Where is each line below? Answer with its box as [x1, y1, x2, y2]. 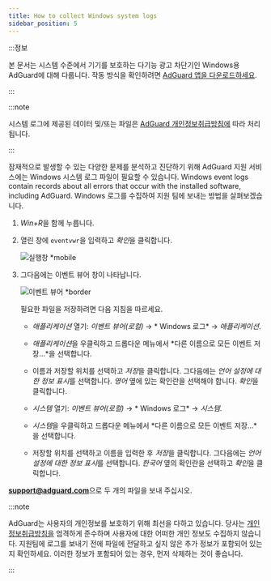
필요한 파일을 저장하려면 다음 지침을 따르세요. [19, 304, 163, 314]
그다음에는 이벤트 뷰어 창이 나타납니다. [19, 269, 142, 280]
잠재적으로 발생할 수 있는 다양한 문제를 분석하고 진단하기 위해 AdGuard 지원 [8, 161, 248, 171]
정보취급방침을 [8, 528, 55, 538]
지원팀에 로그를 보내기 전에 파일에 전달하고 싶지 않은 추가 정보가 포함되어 [19, 538, 248, 548]
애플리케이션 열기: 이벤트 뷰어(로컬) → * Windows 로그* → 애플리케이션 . [32, 321, 261, 331]
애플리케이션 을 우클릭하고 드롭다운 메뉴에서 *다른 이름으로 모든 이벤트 [32, 338, 252, 348]
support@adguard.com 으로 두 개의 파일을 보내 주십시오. [8, 485, 193, 495]
